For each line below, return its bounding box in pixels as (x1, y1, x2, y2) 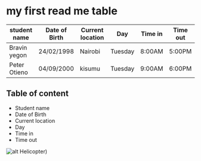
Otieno (9, 68, 28, 76)
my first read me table (6, 4, 118, 18)
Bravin (9, 43, 28, 51)
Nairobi (80, 47, 100, 55)
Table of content (6, 89, 69, 99)
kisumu (80, 64, 100, 72)
